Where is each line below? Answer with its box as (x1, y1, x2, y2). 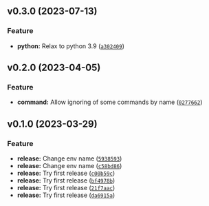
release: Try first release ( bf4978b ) (16, 176, 115, 185)
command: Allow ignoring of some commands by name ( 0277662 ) (16, 98, 203, 106)
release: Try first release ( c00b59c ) (16, 169, 115, 178)
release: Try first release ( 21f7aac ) (16, 184, 115, 192)
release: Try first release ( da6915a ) (16, 191, 115, 199)
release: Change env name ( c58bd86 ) (16, 162, 122, 170)
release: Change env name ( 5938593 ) (16, 154, 122, 163)
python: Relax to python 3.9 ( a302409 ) (16, 41, 125, 50)
